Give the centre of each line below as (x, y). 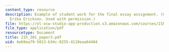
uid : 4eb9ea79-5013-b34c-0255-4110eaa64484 (52, 42)
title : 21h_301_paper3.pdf (33, 38)
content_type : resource (30, 10)
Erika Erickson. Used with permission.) (53, 19)
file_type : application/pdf (35, 28)
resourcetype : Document (30, 33)
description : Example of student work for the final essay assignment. (82, 14)
